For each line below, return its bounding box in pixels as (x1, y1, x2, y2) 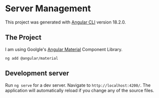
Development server (5, 69, 69, 77)
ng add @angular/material (5, 56, 58, 61)
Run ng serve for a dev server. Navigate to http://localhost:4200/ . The (5, 82, 151, 88)
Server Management (5, 3, 91, 14)
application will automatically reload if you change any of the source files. (5, 87, 154, 93)
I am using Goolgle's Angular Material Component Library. (5, 46, 123, 52)
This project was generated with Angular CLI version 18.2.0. (5, 19, 127, 25)
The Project (5, 33, 42, 42)
